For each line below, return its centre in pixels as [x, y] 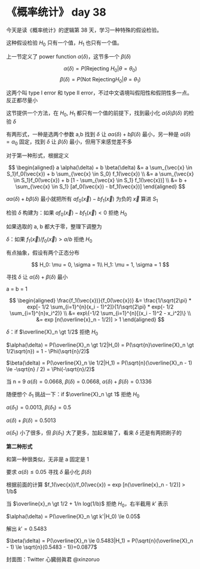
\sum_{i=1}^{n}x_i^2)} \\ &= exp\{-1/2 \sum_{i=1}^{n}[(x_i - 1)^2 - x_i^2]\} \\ [100, 313]
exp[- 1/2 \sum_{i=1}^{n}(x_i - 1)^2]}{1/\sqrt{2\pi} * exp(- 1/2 [100, 307]
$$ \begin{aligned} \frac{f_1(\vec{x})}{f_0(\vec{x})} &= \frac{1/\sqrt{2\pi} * [100, 301]
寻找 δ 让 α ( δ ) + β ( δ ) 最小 [37, 277]
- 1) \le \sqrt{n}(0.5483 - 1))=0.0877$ [52, 547]
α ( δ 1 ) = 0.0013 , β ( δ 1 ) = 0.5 [39, 408]
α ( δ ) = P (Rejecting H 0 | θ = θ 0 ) [100, 69]
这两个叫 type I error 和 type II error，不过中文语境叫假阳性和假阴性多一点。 [99, 93]
